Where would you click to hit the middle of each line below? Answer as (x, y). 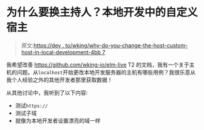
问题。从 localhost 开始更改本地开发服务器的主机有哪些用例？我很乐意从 (106, 72)
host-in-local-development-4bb (61, 52)
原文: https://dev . (42, 45)
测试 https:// (32, 105)
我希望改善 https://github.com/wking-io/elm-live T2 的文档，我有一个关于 (98, 65)
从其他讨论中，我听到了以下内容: (47, 93)
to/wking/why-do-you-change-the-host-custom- (127, 45)
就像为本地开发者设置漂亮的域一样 (58, 120)
